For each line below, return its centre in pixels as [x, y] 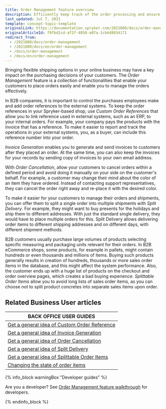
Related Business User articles [53, 303]
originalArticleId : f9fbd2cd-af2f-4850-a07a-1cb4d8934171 [66, 33]
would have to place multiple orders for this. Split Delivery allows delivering [82, 219]
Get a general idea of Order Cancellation [54, 341]
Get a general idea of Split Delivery [48, 349]
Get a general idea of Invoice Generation [55, 333]
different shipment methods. [34, 230]
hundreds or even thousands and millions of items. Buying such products [80, 255]
